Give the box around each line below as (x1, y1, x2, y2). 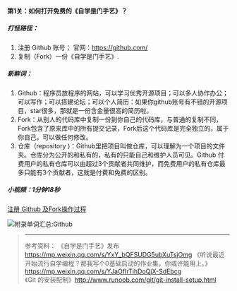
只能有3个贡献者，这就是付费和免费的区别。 (23, 168, 152, 177)
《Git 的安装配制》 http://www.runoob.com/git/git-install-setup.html (24, 275, 217, 284)
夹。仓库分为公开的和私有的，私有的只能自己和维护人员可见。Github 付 (17, 150, 224, 159)
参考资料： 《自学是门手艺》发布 (24, 241, 120, 250)
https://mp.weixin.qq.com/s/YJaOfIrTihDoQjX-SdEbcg (24, 267, 182, 275)
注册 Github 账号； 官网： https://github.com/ (17, 43, 148, 52)
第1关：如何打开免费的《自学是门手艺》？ (7, 6, 128, 15)
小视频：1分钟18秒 (7, 186, 61, 194)
